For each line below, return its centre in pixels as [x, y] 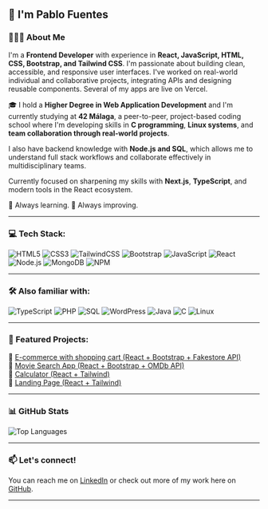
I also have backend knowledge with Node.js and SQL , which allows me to [131, 148]
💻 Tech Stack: [37, 234]
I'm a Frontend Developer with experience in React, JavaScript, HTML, [126, 55]
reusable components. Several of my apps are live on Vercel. [108, 89]
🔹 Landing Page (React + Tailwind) [65, 382]
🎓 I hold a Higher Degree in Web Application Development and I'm [121, 105]
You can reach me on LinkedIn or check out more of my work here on [122, 480]
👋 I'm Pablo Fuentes [59, 15]
